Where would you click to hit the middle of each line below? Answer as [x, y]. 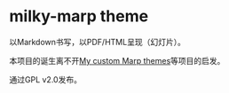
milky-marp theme [79, 16]
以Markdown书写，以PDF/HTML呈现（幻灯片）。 [98, 42]
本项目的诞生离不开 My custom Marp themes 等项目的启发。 [117, 60]
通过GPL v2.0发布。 [46, 79]
